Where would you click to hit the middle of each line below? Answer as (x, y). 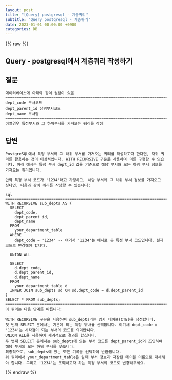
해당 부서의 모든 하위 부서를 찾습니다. (40, 347)
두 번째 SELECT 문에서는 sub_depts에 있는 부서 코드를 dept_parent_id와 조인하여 (84, 341)
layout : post (19, 10)
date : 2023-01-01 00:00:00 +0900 (41, 24)
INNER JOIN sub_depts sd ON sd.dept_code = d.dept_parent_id (77, 291)
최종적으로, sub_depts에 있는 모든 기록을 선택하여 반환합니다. (63, 352)
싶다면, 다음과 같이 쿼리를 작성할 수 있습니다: (48, 186)
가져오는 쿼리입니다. (24, 170)
